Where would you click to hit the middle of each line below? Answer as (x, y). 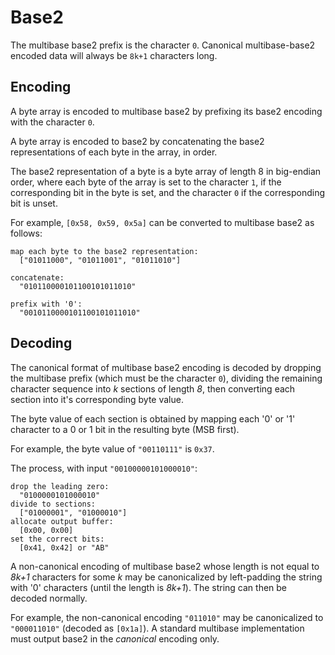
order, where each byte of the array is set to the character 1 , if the (146, 182)
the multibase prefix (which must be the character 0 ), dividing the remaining (166, 378)
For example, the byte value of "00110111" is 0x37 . (112, 448)
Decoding (41, 343)
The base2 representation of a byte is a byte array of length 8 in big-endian (166, 171)
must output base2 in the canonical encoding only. (115, 638)
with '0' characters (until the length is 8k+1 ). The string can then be (149, 587)
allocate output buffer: (62, 521)
